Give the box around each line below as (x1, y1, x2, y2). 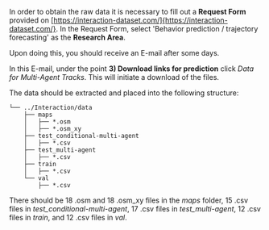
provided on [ (9, 15, 54, 25)
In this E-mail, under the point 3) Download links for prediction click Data (9, 64, 255, 73)
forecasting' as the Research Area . (9, 32, 126, 42)
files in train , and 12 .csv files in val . (9, 213, 127, 222)
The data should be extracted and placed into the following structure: (9, 88, 239, 98)
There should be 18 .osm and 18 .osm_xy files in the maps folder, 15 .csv (9, 195, 249, 205)
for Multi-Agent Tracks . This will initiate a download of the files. (9, 73, 220, 82)
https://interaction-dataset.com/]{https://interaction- (52, 15, 228, 25)
